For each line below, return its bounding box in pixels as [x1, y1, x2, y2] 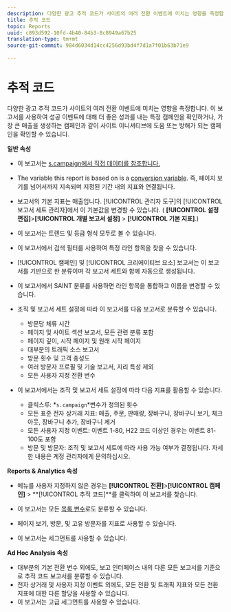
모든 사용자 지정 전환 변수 [27, 371, 96, 379]
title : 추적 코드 [7, 17, 52, 23]
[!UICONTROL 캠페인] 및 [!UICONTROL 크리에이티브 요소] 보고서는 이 [16, 258, 207, 266]
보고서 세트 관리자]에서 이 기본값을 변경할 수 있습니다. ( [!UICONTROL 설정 [16, 205, 219, 214]
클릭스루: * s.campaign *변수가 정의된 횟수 [27, 400, 138, 409]
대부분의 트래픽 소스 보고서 [27, 345, 100, 354]
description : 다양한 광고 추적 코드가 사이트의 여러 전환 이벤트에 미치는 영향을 [7, 10, 207, 17]
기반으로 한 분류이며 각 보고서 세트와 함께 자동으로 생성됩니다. [30, 267, 195, 275]
